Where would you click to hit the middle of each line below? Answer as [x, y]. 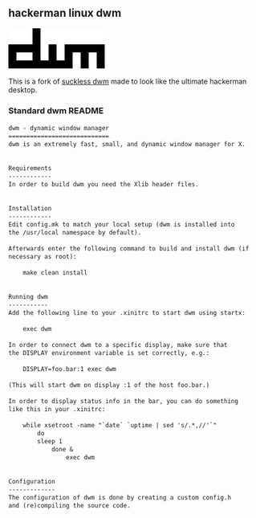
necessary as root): [43, 257]
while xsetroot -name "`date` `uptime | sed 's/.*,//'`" [120, 426]
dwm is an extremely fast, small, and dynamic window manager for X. [127, 145]
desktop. [23, 90]
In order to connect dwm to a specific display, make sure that [118, 345]
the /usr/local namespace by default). [75, 233]
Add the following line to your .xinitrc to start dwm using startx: [127, 313]
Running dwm [28, 297]
